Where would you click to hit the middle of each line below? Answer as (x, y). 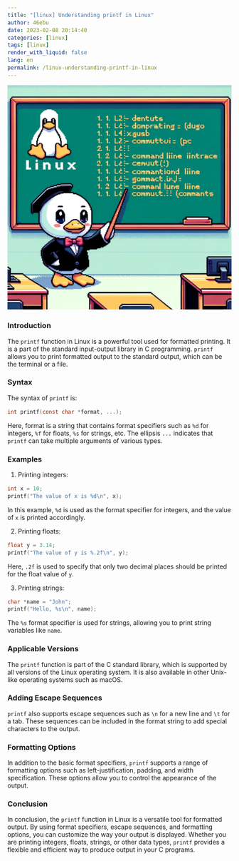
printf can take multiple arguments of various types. (85, 440)
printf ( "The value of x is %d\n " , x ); (65, 496)
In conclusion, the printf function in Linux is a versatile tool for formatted (115, 820)
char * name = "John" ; (39, 602)
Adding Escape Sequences (55, 698)
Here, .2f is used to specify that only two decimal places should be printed (117, 566)
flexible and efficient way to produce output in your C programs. (101, 850)
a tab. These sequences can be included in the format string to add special (117, 721)
